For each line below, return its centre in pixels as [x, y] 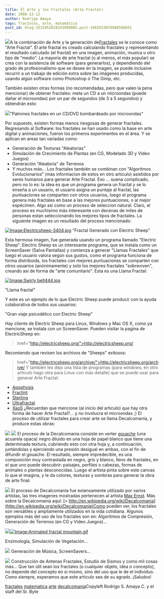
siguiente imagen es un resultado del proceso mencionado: [72, 221]
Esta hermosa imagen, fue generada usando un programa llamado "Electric [81, 240]
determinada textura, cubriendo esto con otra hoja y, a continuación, [74, 444]
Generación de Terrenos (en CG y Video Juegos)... [56, 522]
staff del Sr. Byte [22, 592]
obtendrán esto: [21, 104]
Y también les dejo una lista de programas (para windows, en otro [92, 367]
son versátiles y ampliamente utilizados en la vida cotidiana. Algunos [74, 512]
